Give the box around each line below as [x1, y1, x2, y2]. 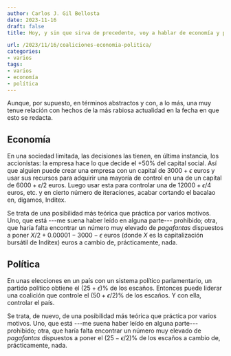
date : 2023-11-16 [7, 17, 57, 23]
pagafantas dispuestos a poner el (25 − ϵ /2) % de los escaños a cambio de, [7, 334, 221, 342]
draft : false [7, 23, 45, 30]
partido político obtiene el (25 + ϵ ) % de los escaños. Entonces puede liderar [7, 284, 222, 292]
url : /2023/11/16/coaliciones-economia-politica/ [7, 42, 153, 49]
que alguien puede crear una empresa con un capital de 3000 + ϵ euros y [7, 167, 215, 175]
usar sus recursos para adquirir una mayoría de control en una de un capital [7, 174, 222, 182]
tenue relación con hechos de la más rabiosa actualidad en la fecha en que [7, 106, 219, 114]
